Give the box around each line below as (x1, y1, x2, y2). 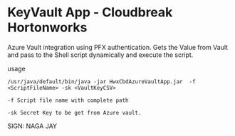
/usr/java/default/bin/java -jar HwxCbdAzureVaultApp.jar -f (7, 78, 196, 85)
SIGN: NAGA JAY (7, 122, 58, 130)
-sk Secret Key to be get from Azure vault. (7, 109, 142, 116)
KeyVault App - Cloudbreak (7, 4, 173, 21)
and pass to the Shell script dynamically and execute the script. (7, 51, 194, 59)
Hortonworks (7, 19, 88, 36)
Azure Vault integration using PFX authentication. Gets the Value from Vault (7, 43, 229, 51)
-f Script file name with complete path (7, 97, 130, 104)
